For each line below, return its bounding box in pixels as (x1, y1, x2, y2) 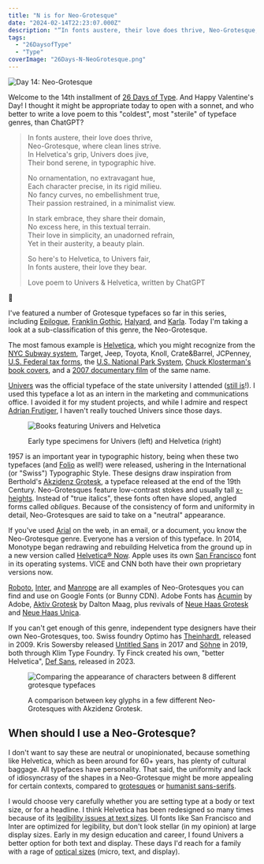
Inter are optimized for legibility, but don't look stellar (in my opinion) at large (8, 821, 257, 831)
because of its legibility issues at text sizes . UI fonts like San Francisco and (8, 813, 251, 822)
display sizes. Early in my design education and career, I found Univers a (8, 829, 244, 840)
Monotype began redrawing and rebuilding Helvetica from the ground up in (8, 542, 252, 552)
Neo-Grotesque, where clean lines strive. (27, 141, 162, 151)
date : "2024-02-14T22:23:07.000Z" (8, 19, 122, 27)
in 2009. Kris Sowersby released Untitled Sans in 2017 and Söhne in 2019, (8, 639, 248, 649)
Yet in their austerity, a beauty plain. (27, 238, 145, 248)
